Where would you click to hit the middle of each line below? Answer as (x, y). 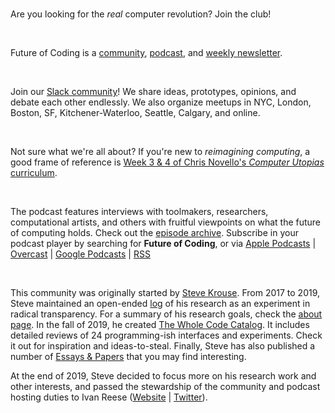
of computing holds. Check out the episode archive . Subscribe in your (154, 232)
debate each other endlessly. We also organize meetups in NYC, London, (161, 102)
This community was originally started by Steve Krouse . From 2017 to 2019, (165, 292)
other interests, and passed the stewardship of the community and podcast (165, 386)
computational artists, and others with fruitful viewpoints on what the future (166, 222)
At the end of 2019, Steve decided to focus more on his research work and (163, 376)
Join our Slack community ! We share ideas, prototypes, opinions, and (153, 91)
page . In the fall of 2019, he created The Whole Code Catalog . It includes (160, 324)
